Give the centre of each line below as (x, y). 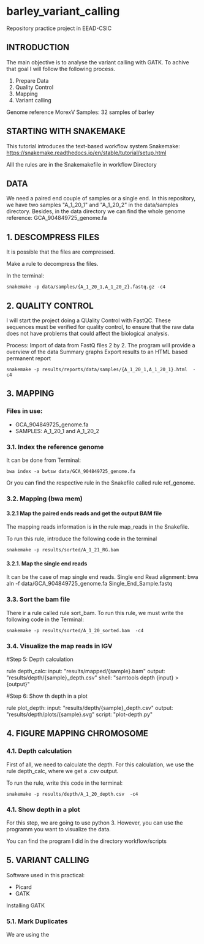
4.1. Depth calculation (39, 751)
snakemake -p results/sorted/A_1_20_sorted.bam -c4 (75, 630)
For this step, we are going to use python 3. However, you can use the (95, 823)
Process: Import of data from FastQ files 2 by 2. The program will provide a (101, 345)
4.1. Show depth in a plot (43, 809)
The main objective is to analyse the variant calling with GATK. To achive (98, 62)
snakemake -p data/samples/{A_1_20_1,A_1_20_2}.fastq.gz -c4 (86, 287)
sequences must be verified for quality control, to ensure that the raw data (100, 327)
